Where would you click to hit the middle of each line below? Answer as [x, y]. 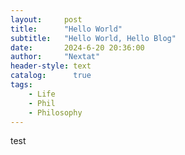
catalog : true [51, 76]
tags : [21, 85]
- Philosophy [55, 112]
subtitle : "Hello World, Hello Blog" [93, 38]
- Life [42, 94]
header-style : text [51, 66]
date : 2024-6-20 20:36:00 [77, 47]
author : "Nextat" [55, 57]
